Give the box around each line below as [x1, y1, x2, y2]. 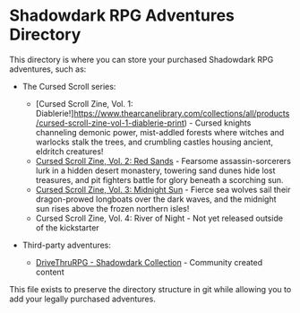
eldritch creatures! [35, 145, 104, 157]
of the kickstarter [35, 222, 100, 233]
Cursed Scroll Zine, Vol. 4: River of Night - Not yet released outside [35, 213, 284, 223]
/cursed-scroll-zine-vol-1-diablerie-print [35, 117, 185, 128]
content [35, 266, 64, 277]
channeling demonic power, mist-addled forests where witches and [35, 126, 285, 137]
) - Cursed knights [184, 117, 252, 128]
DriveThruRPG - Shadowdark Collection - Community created [35, 256, 262, 267]
